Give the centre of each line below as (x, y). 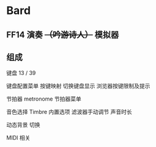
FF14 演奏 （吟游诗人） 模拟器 (63, 34)
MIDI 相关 (18, 138)
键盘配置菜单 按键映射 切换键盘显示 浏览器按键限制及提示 (78, 86)
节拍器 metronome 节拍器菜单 (44, 99)
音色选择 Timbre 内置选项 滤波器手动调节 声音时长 (69, 112)
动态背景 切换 (23, 125)
